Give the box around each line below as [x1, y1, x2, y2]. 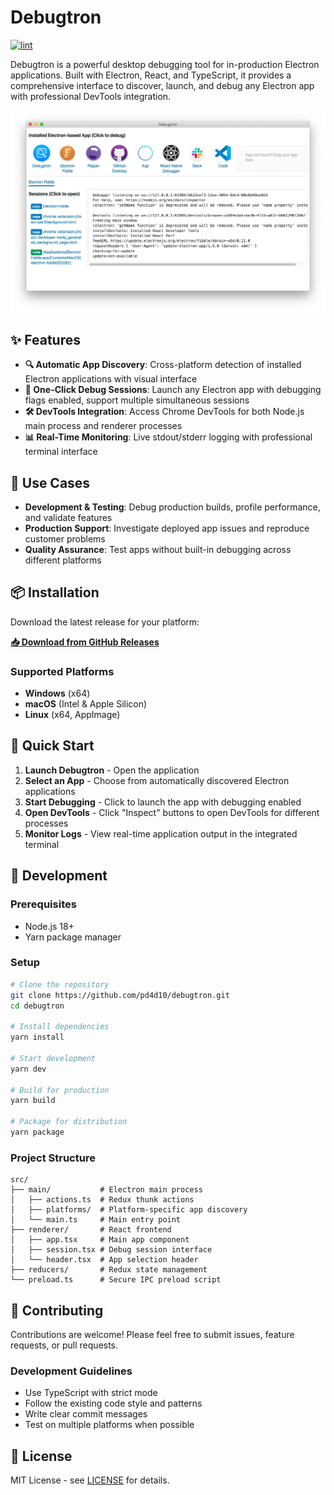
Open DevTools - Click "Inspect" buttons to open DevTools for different [24, 806, 320, 818]
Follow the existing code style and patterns [24, 1397, 203, 1410]
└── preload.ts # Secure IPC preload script [10, 1275, 222, 1285]
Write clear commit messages [24, 1408, 148, 1420]
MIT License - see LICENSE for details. [10, 1474, 170, 1486]
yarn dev [10, 1064, 47, 1074]
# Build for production [10, 1085, 110, 1095]
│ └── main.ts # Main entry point [10, 1215, 182, 1225]
